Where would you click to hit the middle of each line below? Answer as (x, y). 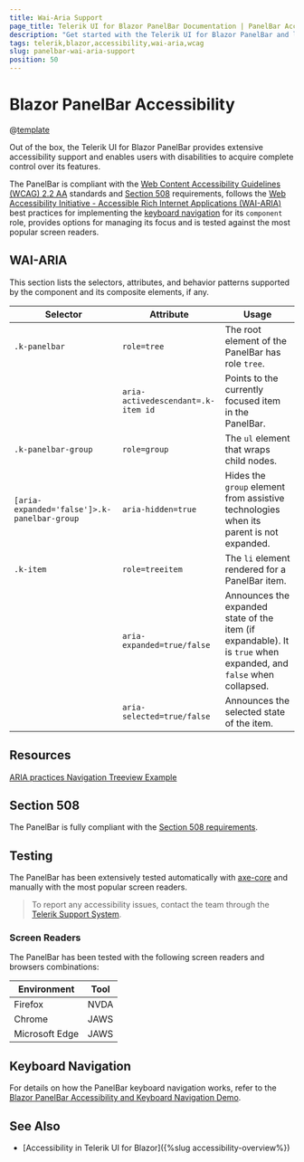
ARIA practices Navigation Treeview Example (93, 777)
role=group (145, 449)
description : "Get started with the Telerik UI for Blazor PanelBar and (149, 34)
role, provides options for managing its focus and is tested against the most (150, 222)
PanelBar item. (256, 580)
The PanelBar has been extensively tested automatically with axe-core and (148, 878)
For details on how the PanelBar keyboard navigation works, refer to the (143, 1088)
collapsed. (247, 686)
